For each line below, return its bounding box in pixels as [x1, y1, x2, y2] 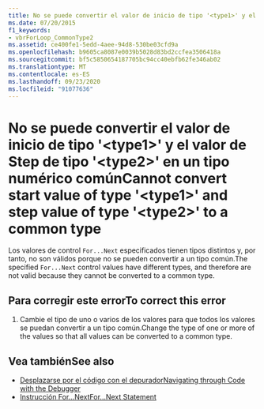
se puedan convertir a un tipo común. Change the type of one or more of [19, 323, 255, 332]
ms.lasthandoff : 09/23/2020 [8, 77, 101, 85]
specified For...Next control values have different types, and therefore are [8, 262, 251, 272]
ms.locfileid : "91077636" [8, 84, 93, 93]
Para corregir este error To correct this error [8, 294, 227, 307]
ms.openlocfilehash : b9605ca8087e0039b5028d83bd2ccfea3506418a [8, 48, 221, 56]
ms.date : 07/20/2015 [8, 19, 77, 27]
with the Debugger [19, 384, 81, 393]
